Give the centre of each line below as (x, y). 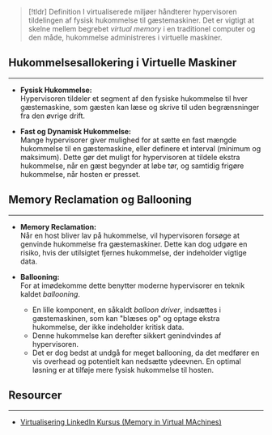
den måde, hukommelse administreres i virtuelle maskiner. (125, 37)
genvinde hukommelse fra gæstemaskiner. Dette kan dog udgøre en (134, 244)
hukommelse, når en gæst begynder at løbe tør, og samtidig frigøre (132, 166)
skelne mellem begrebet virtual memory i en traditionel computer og (142, 29)
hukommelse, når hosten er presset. (80, 174)
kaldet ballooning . (50, 294)
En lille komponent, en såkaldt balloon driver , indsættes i (126, 310)
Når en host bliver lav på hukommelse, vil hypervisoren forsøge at (130, 235)
